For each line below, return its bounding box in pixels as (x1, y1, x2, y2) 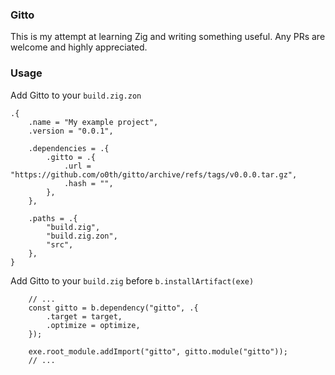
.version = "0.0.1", (28, 126, 114, 136)
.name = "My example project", (28, 117, 159, 127)
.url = (63, 161, 92, 171)
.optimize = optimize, (46, 320, 141, 330)
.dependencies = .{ (28, 143, 110, 153)
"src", (46, 239, 74, 250)
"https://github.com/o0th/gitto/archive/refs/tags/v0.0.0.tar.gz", (10, 169, 298, 180)
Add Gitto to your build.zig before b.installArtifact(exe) (10, 274, 255, 287)
